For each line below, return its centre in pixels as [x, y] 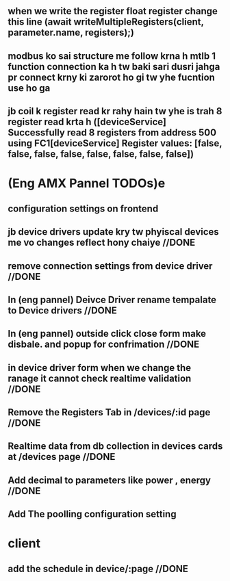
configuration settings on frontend [83, 208]
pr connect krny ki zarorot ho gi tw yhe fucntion [111, 77]
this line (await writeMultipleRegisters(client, [106, 22]
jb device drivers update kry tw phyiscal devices [114, 232]
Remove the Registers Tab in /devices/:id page [109, 412]
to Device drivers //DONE [62, 310]
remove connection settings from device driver [110, 266]
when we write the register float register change [113, 11]
